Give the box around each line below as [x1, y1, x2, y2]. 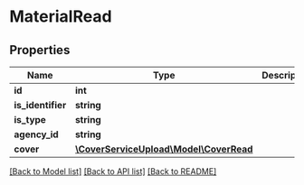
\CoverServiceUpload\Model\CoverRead [75, 143, 253, 155]
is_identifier [14, 99, 67, 111]
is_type [14, 114, 47, 125]
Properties [9, 42, 71, 58]
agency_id [14, 128, 59, 141]
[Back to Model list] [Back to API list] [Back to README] [9, 166, 217, 177]
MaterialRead [9, 6, 112, 27]
